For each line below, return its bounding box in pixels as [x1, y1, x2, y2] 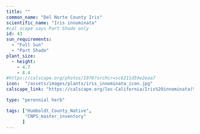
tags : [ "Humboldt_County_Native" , [6, 108, 92, 114]
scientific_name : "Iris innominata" [6, 20, 97, 26]
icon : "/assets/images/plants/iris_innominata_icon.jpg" [6, 81, 153, 87]
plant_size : [6, 53, 36, 59]
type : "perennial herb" [6, 97, 65, 103]
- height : [11, 58, 36, 64]
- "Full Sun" [11, 42, 44, 48]
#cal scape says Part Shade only [6, 25, 89, 32]
